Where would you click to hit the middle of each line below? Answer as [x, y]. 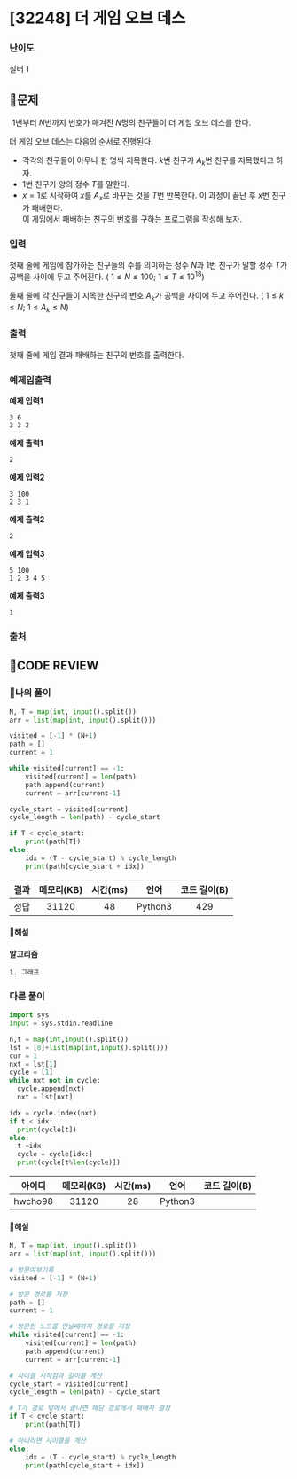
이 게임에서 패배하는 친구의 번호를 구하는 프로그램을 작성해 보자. [132, 219]
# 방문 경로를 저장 [39, 1294]
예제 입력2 [27, 477]
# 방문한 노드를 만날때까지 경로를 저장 [70, 1326]
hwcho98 [34, 1201]
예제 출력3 [27, 596]
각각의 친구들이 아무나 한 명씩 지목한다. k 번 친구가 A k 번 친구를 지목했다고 [148, 162]
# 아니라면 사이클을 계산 [48, 1440]
